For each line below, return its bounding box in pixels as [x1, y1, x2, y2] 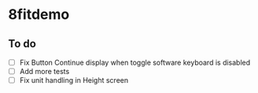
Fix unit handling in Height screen [19, 76, 128, 85]
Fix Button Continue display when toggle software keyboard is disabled [19, 58, 251, 67]
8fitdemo [8, 6, 70, 24]
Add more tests [19, 67, 70, 76]
